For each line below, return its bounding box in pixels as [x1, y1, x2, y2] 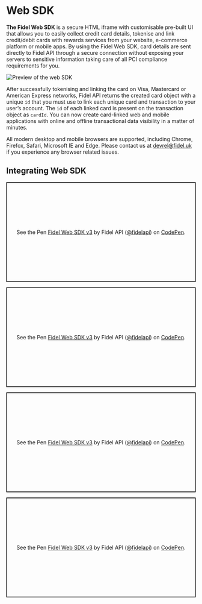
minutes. [6, 124, 28, 131]
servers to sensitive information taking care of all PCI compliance [6, 55, 168, 63]
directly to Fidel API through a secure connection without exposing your [6, 49, 185, 56]
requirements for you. [6, 61, 60, 69]
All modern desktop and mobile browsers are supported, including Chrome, [6, 135, 194, 142]
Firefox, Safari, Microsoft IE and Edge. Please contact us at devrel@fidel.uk [6, 142, 192, 149]
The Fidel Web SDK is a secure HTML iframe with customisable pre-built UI [6, 24, 194, 31]
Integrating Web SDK [6, 166, 87, 176]
